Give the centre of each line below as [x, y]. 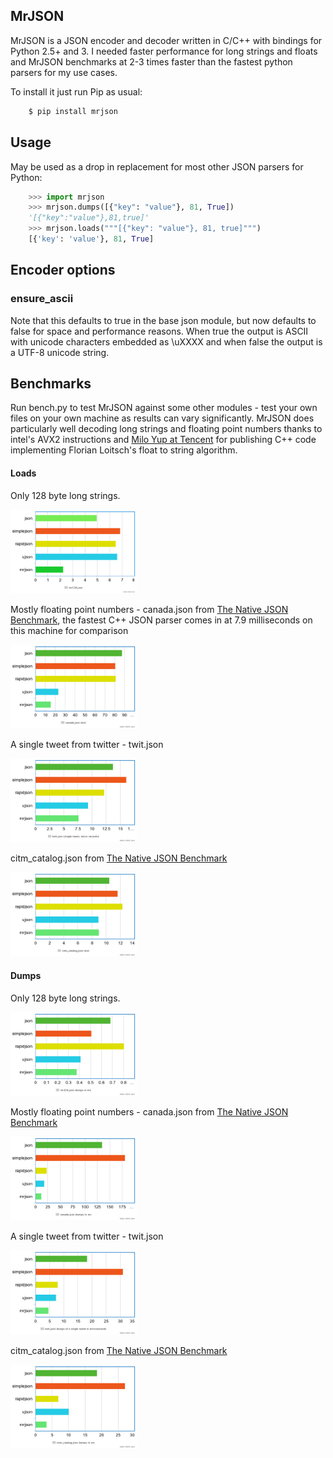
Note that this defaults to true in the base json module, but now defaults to [163, 320]
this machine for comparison [69, 630]
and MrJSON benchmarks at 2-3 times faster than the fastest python [151, 61]
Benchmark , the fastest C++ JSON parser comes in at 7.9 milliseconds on [161, 620]
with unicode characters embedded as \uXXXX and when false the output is [166, 341]
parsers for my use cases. [64, 72]
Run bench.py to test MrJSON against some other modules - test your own [164, 408]
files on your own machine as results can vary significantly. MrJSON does [162, 418]
